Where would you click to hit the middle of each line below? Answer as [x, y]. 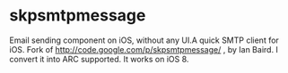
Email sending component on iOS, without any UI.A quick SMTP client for [144, 40]
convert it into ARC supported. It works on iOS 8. [99, 59]
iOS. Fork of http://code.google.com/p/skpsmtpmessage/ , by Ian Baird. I [144, 49]
